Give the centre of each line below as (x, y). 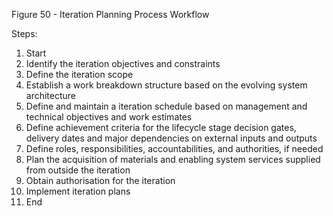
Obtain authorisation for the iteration (100, 180)
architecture (51, 95)
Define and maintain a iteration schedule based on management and (166, 106)
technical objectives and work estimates (109, 117)
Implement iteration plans (78, 191)
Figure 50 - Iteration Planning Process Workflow (110, 14)
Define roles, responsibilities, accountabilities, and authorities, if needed (174, 148)
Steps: (24, 33)
